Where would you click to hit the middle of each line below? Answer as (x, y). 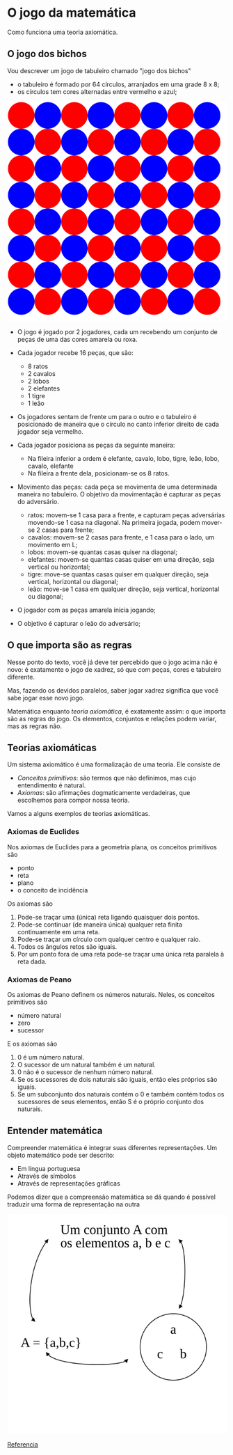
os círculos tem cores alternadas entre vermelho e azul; (97, 91)
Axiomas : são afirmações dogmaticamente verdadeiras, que (104, 793)
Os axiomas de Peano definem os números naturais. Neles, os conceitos (111, 994)
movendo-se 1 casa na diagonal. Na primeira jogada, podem (114, 522)
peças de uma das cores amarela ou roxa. (77, 339)
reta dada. (32, 961)
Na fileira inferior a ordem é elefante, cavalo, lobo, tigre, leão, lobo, (123, 458)
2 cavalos (41, 373)
